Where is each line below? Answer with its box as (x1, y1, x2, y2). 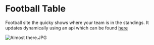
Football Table (5, 3, 66, 14)
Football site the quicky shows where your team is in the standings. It (5, 19, 149, 25)
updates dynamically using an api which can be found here (5, 24, 128, 30)
